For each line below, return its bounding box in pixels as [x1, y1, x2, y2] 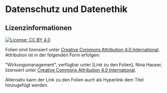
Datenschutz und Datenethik [5, 4, 128, 15]
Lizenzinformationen [5, 24, 72, 32]
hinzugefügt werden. [5, 82, 49, 88]
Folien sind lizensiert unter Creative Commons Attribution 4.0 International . [5, 47, 160, 52]
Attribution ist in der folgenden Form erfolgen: [5, 52, 101, 58]
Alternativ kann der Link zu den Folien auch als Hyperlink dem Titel [5, 77, 144, 82]
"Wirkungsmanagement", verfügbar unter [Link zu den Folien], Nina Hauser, [5, 62, 162, 67]
